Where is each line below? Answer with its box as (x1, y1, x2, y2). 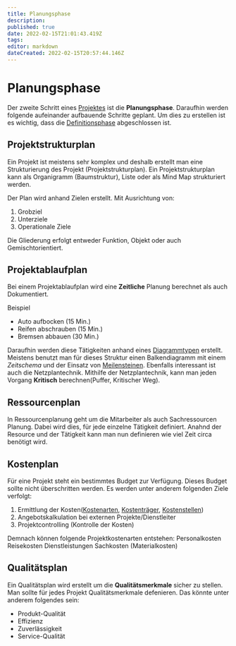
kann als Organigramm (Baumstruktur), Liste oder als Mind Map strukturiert (7, 172, 225, 181)
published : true (7, 23, 55, 30)
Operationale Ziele (17, 222, 72, 231)
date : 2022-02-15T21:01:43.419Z (7, 30, 102, 37)
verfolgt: (7, 492, 32, 501)
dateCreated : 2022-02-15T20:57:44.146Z (7, 50, 125, 57)
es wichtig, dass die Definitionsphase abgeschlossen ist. (7, 118, 172, 127)
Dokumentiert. (7, 290, 49, 298)
